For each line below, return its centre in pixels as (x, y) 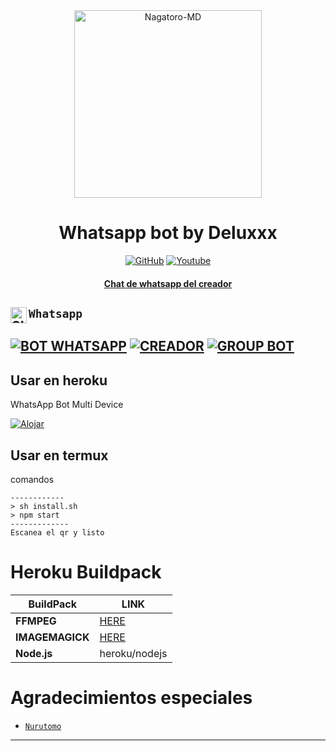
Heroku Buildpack (86, 572)
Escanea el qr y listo (57, 532)
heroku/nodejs (133, 653)
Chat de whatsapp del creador (168, 283)
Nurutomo (43, 726)
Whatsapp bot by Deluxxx (168, 233)
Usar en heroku (59, 380)
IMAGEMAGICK (52, 637)
